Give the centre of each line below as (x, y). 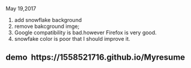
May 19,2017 (21, 9)
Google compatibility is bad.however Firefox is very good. (85, 33)
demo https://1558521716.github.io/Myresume (95, 58)
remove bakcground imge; (47, 26)
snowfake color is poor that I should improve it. (72, 39)
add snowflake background (48, 20)
